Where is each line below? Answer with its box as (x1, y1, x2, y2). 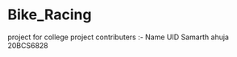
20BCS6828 (7, 40, 49, 50)
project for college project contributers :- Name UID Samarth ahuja (7, 32, 229, 42)
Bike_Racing (7, 6, 92, 24)
